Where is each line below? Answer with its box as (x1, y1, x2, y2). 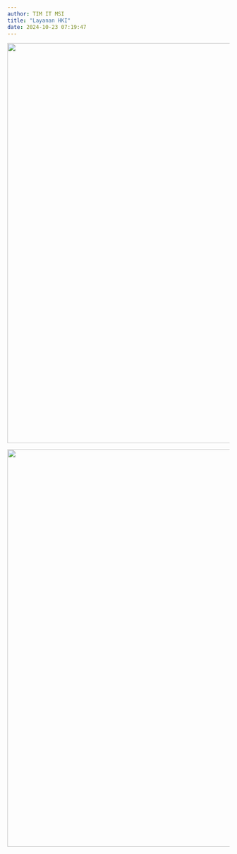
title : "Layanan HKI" (7, 17, 71, 24)
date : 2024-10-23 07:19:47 (7, 23, 87, 30)
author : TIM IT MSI (7, 10, 65, 18)
